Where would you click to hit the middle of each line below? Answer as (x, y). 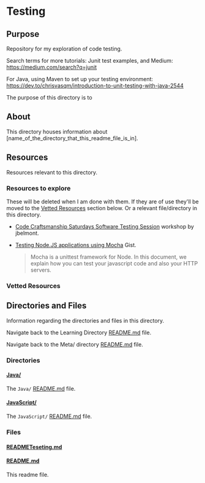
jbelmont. (27, 233)
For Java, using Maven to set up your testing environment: (80, 79)
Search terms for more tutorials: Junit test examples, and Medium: (90, 61)
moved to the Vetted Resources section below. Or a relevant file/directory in (102, 208)
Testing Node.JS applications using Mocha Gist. (76, 245)
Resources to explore (39, 188)
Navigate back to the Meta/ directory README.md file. (75, 344)
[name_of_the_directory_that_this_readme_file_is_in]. (73, 138)
